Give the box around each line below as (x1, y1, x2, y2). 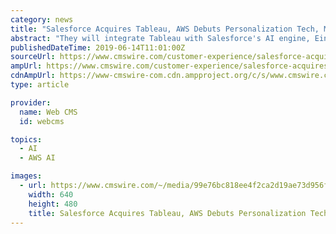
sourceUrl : (10, 52, 56, 62)
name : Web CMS (19, 107, 78, 117)
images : (10, 171, 43, 181)
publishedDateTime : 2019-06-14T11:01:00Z (10, 42, 186, 53)
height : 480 (28, 199, 78, 209)
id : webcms (19, 116, 65, 126)
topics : (10, 134, 43, 145)
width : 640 (28, 189, 74, 200)
